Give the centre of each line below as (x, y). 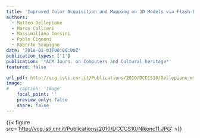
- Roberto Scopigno (36, 45)
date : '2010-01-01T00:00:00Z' (44, 51)
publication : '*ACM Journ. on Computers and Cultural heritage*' (89, 61)
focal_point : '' (37, 95)
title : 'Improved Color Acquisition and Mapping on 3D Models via (90, 12)
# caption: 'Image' (34, 89)
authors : (17, 17)
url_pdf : (17, 78)
